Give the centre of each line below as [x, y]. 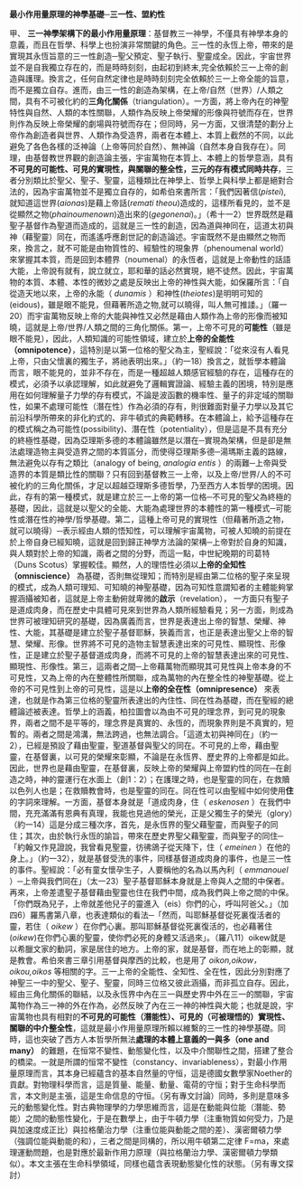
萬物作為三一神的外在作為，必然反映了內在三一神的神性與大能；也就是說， [147, 1005]
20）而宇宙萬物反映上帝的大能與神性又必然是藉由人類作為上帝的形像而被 [145, 316]
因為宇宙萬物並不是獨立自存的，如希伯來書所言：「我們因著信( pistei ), [160, 192]
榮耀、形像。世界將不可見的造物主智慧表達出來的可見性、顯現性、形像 [155, 644]
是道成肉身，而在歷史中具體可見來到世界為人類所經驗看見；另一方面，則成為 [151, 610]
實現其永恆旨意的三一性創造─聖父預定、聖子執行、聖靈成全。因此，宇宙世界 [150, 56]
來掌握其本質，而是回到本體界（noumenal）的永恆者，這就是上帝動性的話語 [150, 260]
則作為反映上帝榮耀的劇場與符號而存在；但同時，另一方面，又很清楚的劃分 [147, 124]
